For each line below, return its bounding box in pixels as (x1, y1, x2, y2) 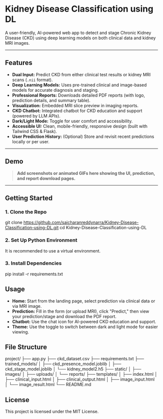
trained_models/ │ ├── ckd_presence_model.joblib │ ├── (5, 361, 121, 367)
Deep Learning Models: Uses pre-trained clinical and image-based (12, 82, 147, 88)
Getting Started (5, 194, 53, 202)
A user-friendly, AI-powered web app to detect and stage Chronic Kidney (5, 30, 151, 35)
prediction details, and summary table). (12, 97, 91, 103)
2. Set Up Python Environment (5, 237, 78, 244)
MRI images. (5, 40, 30, 46)
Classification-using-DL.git (5, 225, 59, 231)
